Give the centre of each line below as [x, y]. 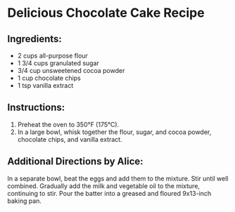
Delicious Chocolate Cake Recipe [106, 13]
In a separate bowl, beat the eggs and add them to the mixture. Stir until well [118, 178]
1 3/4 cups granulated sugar [58, 63]
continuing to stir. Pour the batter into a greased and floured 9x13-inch [109, 193]
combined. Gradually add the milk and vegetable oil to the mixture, [104, 186]
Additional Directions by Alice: [75, 162]
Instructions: [36, 108]
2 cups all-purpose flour [52, 55]
